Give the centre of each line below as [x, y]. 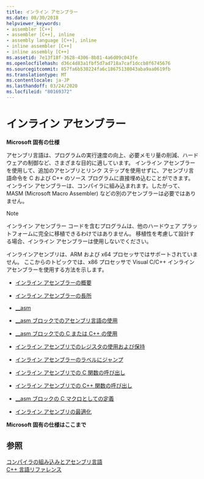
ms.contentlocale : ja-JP [38, 80]
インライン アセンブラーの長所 [53, 295]
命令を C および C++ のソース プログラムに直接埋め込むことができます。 [103, 178]
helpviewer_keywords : [34, 23]
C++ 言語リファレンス [34, 469]
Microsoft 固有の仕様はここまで [46, 424]
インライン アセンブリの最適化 [53, 412]
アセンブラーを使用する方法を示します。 [57, 270]
